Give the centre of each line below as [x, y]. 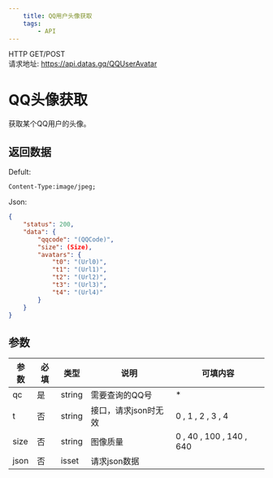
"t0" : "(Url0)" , [79, 262]
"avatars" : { [60, 254]
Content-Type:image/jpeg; [52, 187]
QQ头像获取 [48, 100]
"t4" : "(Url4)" [78, 292]
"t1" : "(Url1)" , [79, 270]
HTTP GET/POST [37, 54]
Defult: [19, 172]
